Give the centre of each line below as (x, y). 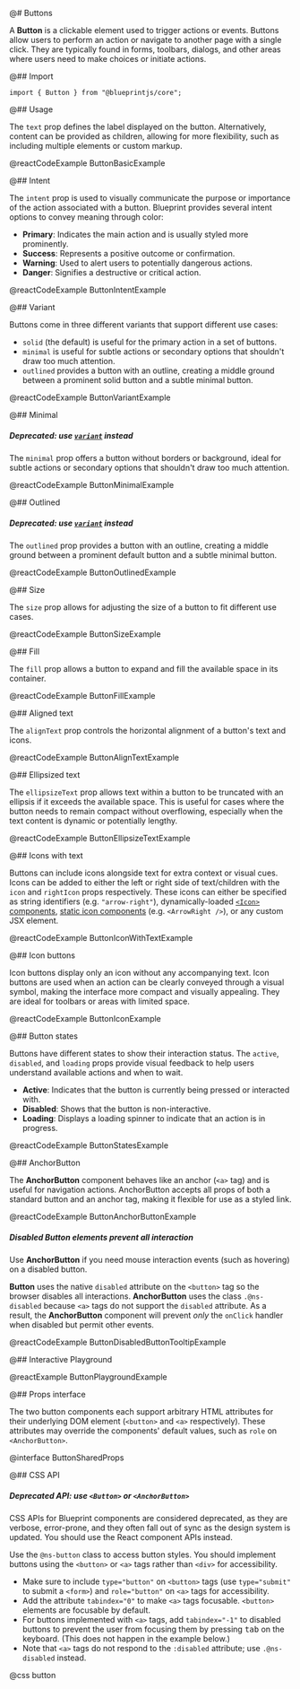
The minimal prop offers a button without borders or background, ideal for (146, 457)
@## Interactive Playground (61, 1359)
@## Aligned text (41, 713)
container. (28, 678)
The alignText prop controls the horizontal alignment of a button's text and (148, 730)
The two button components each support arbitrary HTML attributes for (141, 1411)
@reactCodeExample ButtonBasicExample (87, 163)
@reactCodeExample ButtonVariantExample (90, 397)
